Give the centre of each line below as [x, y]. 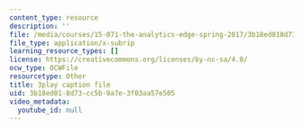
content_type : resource [54, 18]
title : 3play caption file [60, 85]
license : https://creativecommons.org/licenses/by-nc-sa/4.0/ [129, 59]
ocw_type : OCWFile [44, 69]
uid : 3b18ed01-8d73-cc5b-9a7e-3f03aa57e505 [92, 93]
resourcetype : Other [48, 77]
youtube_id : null [50, 110]
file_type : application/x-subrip [72, 43]
